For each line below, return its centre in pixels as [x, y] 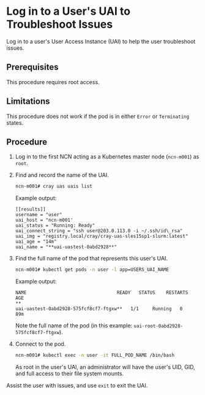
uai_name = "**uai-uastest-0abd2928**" [66, 247]
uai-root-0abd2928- [158, 326]
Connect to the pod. [40, 344]
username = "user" [39, 215]
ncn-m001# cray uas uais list [54, 186]
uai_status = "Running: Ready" [55, 225]
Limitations [28, 102]
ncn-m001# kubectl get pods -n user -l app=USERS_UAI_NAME [92, 270]
